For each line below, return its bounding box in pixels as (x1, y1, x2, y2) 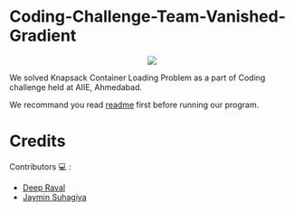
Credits (9, 131, 66, 151)
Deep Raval (22, 182, 66, 193)
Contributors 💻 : (9, 161, 71, 172)
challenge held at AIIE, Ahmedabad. (9, 81, 143, 92)
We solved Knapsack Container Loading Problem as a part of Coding (9, 72, 266, 83)
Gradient (9, 25, 77, 46)
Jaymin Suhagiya (22, 191, 88, 202)
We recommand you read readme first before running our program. (9, 99, 260, 110)
